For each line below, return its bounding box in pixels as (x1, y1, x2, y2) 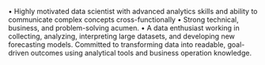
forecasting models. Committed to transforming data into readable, (8, 40, 226, 49)
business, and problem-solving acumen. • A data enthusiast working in (8, 23, 240, 32)
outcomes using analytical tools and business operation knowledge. (30, 49, 252, 57)
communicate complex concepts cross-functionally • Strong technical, (8, 15, 239, 24)
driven (8, 49, 29, 57)
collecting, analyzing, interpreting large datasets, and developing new (8, 31, 236, 41)
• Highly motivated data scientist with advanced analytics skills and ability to (8, 7, 258, 16)
